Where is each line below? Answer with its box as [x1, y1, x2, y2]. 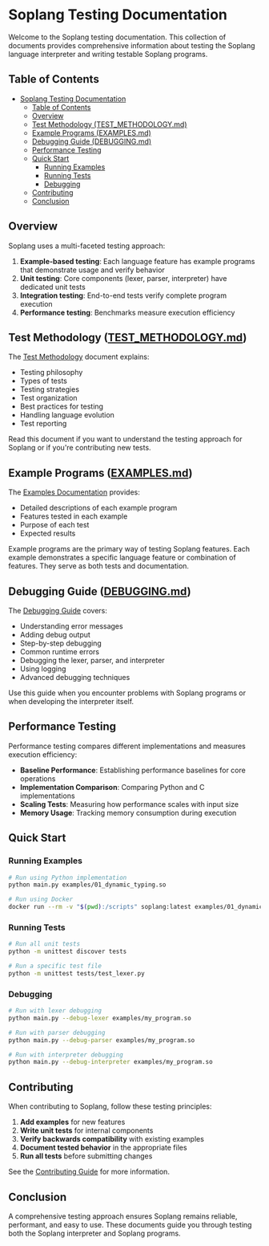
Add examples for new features [19, 1118, 126, 1127]
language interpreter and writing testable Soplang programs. [8, 49, 208, 59]
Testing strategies [19, 385, 80, 394]
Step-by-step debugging [19, 638, 102, 648]
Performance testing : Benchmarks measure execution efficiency [19, 307, 235, 317]
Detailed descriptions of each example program [19, 503, 178, 513]
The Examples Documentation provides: [8, 487, 140, 497]
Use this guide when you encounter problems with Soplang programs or [8, 688, 247, 698]
